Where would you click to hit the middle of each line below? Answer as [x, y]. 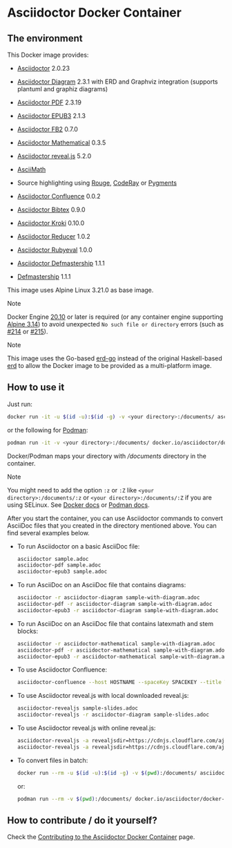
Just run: [20, 404]
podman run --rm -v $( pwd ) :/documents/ [75, 799]
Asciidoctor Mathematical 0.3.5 [61, 142]
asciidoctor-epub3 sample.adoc [62, 572]
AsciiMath [31, 169]
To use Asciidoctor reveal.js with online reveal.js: [86, 728]
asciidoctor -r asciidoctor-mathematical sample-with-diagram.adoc [116, 644]
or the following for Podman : [48, 430]
